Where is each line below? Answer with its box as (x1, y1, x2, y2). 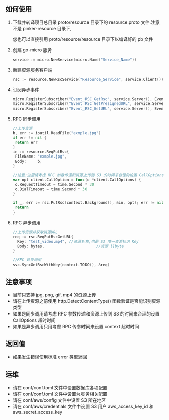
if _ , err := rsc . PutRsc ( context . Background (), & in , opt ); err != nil (12, 200, 164, 205)
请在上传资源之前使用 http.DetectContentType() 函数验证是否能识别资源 (12, 298, 161, 304)
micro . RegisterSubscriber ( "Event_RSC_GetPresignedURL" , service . (12, 101, 152, 107)
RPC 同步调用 (12, 116, 41, 122)
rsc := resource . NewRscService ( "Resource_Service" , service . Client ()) (12, 77, 164, 82)
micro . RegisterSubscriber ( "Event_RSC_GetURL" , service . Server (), (12, 106, 152, 111)
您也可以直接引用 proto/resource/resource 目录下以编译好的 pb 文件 (12, 36, 153, 42)
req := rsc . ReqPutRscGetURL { (12, 234, 74, 239)
